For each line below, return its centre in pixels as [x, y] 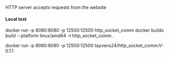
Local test [16, 19]
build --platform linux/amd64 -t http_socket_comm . [60, 36]
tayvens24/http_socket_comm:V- [129, 46]
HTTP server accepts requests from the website [56, 7]
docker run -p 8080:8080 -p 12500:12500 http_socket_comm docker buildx [85, 31]
